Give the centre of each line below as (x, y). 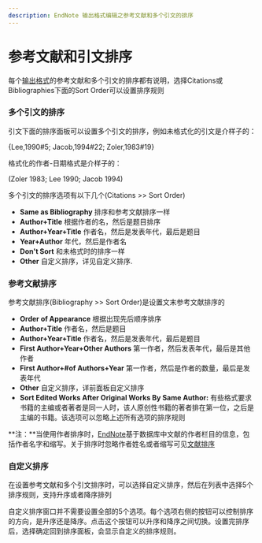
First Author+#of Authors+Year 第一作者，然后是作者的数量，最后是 (131, 368)
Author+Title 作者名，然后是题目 (73, 329)
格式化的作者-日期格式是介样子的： (65, 163)
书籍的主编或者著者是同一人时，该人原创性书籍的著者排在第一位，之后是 (137, 407)
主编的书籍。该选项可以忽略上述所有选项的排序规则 (102, 418)
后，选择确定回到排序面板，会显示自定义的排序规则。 (94, 531)
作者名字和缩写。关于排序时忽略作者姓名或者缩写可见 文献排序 (114, 444)
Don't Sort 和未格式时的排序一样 (72, 251)
